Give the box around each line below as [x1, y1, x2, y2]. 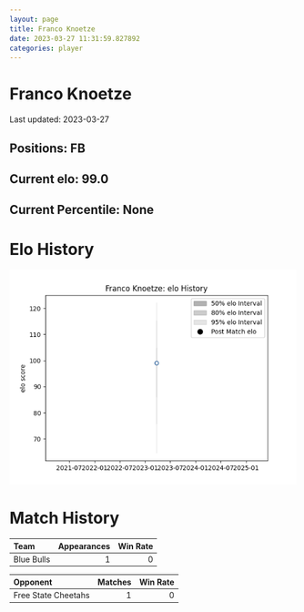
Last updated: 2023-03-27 [9, 114, 110, 125]
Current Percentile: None [9, 202, 155, 218]
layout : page [9, 15, 59, 24]
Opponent [13, 576, 53, 587]
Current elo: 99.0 [9, 171, 109, 187]
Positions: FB [9, 140, 86, 156]
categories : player [9, 44, 84, 53]
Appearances [57, 540, 111, 551]
